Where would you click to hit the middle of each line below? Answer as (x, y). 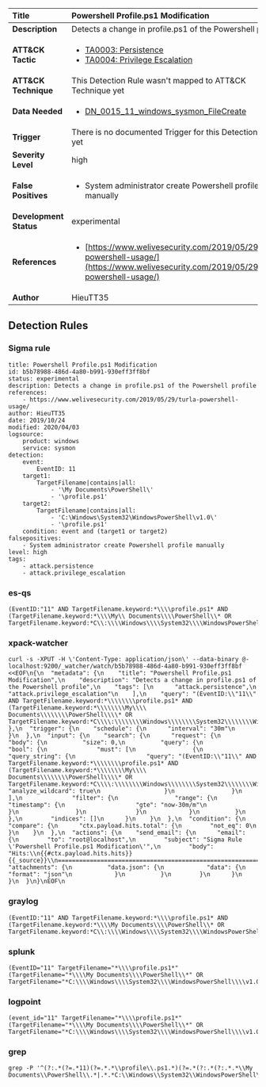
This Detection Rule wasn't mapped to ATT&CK (159, 80)
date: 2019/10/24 (37, 420)
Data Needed (38, 111)
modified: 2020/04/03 (44, 427)
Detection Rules (48, 325)
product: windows (51, 441)
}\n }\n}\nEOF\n (37, 882)
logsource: (26, 434)
